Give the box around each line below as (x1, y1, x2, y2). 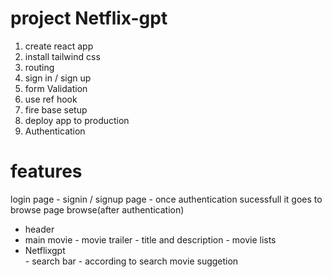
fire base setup (24, 103, 88, 116)
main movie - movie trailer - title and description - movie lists (24, 233, 277, 246)
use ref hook (24, 93, 78, 105)
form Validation (24, 82, 88, 94)
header (24, 223, 55, 235)
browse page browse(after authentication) (10, 203, 185, 216)
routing (24, 61, 55, 73)
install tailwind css (24, 50, 101, 62)
